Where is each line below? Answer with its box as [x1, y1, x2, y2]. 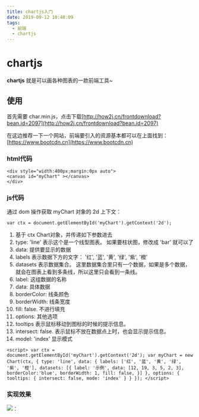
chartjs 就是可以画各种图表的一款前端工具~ [7, 77, 113, 84]
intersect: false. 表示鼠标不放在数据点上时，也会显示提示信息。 [15, 328, 170, 335]
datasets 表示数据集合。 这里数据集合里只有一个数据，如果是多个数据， [15, 261, 191, 268]
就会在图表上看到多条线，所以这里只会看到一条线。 [15, 268, 141, 275]
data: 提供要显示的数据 [15, 246, 71, 253]
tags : [7, 20, 20, 26]
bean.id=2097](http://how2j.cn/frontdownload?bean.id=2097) [7, 120, 159, 127]
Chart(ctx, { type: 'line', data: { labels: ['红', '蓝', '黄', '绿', [7, 359, 182, 365]
